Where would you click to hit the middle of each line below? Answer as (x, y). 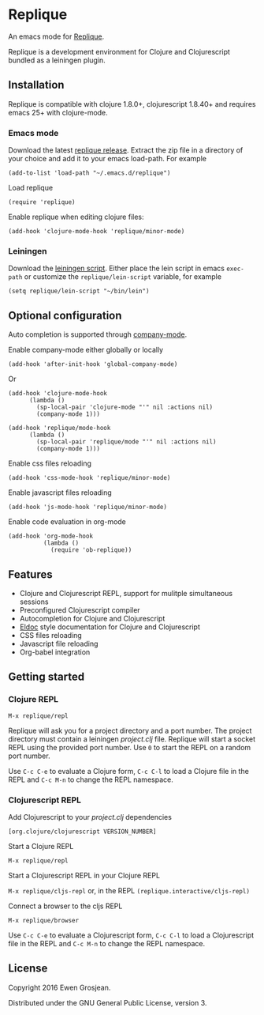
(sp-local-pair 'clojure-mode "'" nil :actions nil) (125, 408)
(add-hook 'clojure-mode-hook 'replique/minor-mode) (97, 232)
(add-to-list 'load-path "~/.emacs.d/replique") (89, 173)
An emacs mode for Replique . (56, 36)
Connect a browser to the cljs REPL (65, 906)
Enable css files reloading (50, 463)
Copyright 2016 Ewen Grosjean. (59, 987)
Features (30, 574)
